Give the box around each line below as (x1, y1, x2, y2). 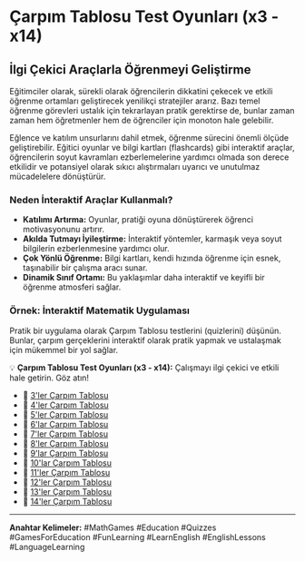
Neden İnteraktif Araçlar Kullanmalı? (9, 193, 173, 206)
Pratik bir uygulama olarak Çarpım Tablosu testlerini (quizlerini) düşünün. (9, 325, 281, 336)
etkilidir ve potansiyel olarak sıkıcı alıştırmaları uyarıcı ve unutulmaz (9, 162, 261, 172)
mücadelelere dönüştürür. (9, 171, 106, 182)
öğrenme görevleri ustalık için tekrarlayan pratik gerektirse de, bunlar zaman (9, 105, 295, 115)
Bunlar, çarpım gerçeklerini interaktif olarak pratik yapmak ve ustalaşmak (9, 334, 281, 346)
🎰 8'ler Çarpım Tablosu (22, 438, 109, 448)
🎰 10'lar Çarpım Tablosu (22, 457, 112, 468)
